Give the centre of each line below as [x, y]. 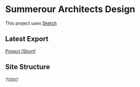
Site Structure [28, 67]
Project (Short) [21, 51]
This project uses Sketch [31, 23]
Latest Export [27, 39]
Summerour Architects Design [70, 9]
